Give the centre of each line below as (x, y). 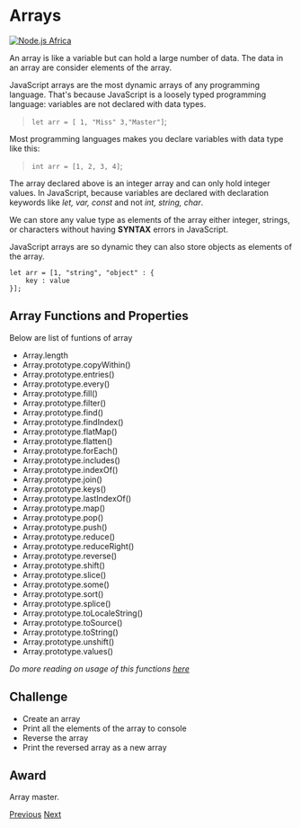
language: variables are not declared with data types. (108, 103)
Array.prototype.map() (64, 508)
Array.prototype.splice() (66, 603)
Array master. (35, 797)
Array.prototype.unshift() (68, 641)
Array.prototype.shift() (64, 565)
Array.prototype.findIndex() (73, 422)
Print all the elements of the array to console (104, 728)
